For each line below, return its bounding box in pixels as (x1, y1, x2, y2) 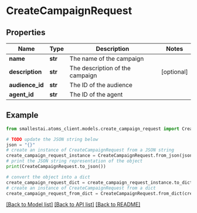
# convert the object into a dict (6, 174, 91, 180)
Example (6, 110, 39, 121)
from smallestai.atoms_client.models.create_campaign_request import (6, 126, 180, 132)
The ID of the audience (69, 81, 133, 89)
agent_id (9, 91, 34, 98)
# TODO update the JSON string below (6, 136, 98, 142)
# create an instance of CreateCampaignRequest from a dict (6, 185, 157, 191)
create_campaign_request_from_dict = (6, 190, 98, 197)
